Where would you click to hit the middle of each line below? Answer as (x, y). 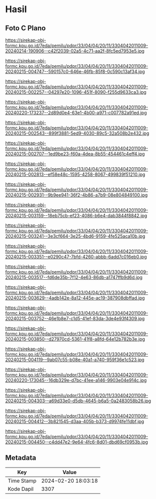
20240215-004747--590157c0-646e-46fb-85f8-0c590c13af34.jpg (75, 71)
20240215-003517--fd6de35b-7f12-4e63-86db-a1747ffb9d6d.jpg (74, 277)
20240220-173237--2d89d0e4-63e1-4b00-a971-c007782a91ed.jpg (76, 113)
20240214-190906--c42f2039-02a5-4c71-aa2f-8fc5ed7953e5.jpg (75, 51)
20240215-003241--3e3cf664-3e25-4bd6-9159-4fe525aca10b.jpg (75, 236)
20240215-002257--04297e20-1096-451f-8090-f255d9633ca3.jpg (76, 92)
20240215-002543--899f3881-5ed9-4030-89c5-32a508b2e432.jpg (77, 133)
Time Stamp (22, 481)
